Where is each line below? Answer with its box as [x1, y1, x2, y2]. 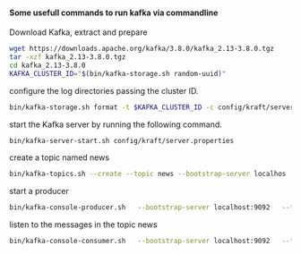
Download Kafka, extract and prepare [9, 27, 148, 38]
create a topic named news [9, 152, 110, 163]
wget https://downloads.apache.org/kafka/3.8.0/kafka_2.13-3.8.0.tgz [9, 45, 275, 54]
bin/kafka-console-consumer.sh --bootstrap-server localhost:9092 [9, 237, 271, 246]
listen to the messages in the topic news [9, 219, 159, 230]
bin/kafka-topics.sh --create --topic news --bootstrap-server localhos [9, 170, 287, 179]
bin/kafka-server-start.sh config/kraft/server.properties [9, 136, 235, 145]
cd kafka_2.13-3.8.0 [9, 61, 87, 70]
